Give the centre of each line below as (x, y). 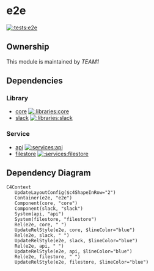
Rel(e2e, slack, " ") (42, 235)
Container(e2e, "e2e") (43, 198)
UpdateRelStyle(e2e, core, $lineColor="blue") (75, 230)
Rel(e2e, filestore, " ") (47, 257)
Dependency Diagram (49, 173)
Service (18, 134)
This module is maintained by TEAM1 (53, 61)
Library (17, 98)
